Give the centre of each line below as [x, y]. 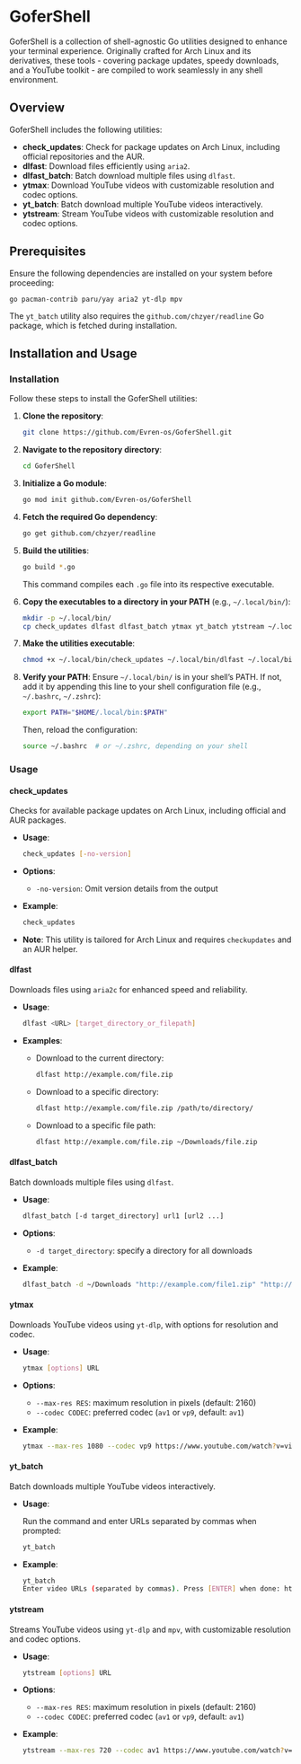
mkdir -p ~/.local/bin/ [67, 618]
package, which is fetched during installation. [93, 325]
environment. [34, 79]
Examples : [42, 1040]
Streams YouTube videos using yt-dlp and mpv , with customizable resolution [150, 1629]
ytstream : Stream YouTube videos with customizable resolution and [148, 214]
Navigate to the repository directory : [92, 450]
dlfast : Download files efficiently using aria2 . [106, 166]
